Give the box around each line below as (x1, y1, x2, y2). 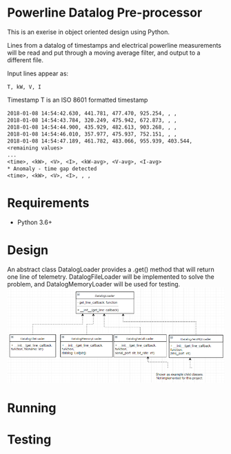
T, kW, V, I (7, 83, 41, 91)
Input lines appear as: (7, 69, 69, 78)
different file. (7, 55, 43, 64)
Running (7, 400, 57, 416)
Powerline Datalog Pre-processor (7, 5, 203, 21)
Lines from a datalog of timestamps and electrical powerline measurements (7, 41, 222, 49)
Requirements (7, 195, 90, 211)
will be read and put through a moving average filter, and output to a (7, 48, 201, 57)
